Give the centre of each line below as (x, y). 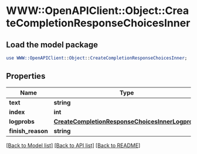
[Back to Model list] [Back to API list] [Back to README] (73, 145)
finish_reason (29, 131)
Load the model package (52, 45)
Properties (26, 76)
